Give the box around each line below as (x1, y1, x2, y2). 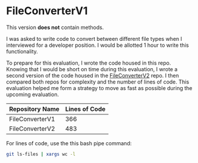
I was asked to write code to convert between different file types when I (6, 35, 183, 42)
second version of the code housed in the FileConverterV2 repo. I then (6, 72, 180, 79)
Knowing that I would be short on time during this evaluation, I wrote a (6, 65, 178, 72)
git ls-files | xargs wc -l (6, 151, 76, 157)
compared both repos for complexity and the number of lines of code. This (6, 78, 189, 85)
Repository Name (9, 105, 59, 113)
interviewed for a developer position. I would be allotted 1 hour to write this (6, 41, 189, 49)
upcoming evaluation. (6, 91, 59, 98)
